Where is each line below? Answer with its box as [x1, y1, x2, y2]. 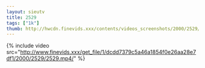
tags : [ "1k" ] [6, 20, 40, 26]
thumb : [6, 25, 23, 32]
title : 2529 [6, 14, 37, 20]
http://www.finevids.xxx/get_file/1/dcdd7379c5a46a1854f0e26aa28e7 [20, 49, 196, 56]
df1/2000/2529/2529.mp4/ [6, 55, 74, 62]
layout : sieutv [6, 8, 45, 15]
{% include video [6, 42, 50, 49]
